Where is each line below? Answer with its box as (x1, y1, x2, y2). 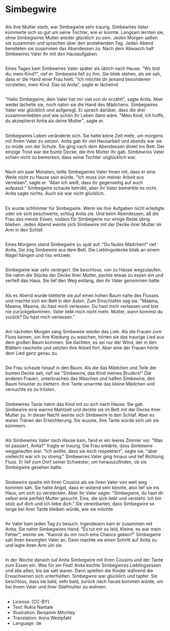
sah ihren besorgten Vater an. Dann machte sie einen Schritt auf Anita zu (5, 537, 157, 543)
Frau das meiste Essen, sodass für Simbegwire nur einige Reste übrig (5, 216, 150, 222)
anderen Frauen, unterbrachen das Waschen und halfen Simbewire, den (5, 375, 155, 381)
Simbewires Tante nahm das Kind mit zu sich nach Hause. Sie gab (5, 401, 143, 407)
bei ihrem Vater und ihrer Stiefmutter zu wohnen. (5, 584, 107, 590)
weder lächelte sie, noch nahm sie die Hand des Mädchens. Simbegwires (5, 101, 158, 108)
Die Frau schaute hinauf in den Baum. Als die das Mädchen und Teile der (5, 365, 157, 371)
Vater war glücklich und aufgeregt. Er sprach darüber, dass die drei (5, 107, 145, 113)
